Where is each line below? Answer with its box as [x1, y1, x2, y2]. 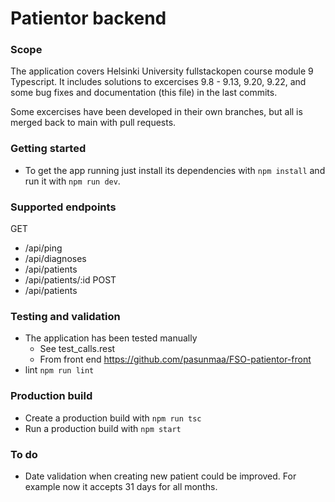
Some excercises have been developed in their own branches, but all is [10, 106, 303, 118]
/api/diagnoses [24, 253, 87, 265]
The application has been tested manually [24, 332, 198, 344]
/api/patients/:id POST [24, 274, 117, 286]
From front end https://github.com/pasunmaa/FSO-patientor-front [39, 353, 312, 366]
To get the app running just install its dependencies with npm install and [24, 164, 326, 176]
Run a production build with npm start [24, 422, 182, 434]
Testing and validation [10, 310, 121, 323]
